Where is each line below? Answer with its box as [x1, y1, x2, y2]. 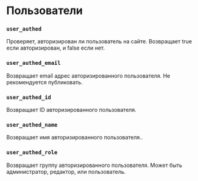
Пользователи [6, 4, 83, 18]
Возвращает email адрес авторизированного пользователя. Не [6, 72, 171, 79]
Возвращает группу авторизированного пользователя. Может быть [6, 161, 183, 169]
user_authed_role [6, 149, 58, 156]
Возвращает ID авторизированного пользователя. [6, 106, 137, 114]
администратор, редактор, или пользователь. [6, 168, 126, 175]
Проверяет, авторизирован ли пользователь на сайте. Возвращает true [6, 38, 193, 45]
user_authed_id [6, 94, 52, 101]
